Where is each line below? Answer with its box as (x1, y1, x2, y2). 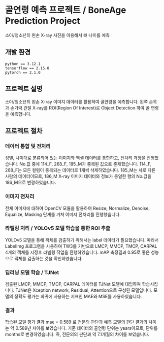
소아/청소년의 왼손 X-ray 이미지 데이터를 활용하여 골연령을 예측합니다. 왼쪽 (5, 99, 148, 104)
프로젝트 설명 (5, 85, 43, 93)
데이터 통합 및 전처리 (5, 142, 51, 149)
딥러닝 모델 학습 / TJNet (5, 269, 59, 276)
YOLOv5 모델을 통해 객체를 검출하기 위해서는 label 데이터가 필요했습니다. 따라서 (5, 237, 159, 243)
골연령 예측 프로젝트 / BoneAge (5, 4, 127, 16)
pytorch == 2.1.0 (5, 70, 41, 75)
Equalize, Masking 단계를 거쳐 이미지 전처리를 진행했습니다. (5, 211, 121, 217)
